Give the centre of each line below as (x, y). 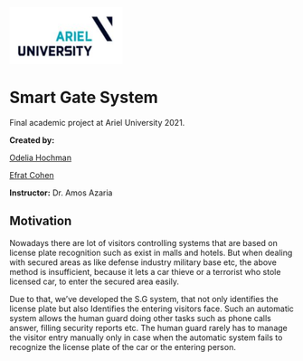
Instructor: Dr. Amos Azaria (61, 193)
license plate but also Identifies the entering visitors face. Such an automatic (151, 309)
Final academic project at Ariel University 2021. (97, 122)
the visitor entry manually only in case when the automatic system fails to (146, 337)
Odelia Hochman (41, 157)
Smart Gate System (84, 98)
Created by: (32, 140)
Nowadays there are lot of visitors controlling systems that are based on (143, 242)
